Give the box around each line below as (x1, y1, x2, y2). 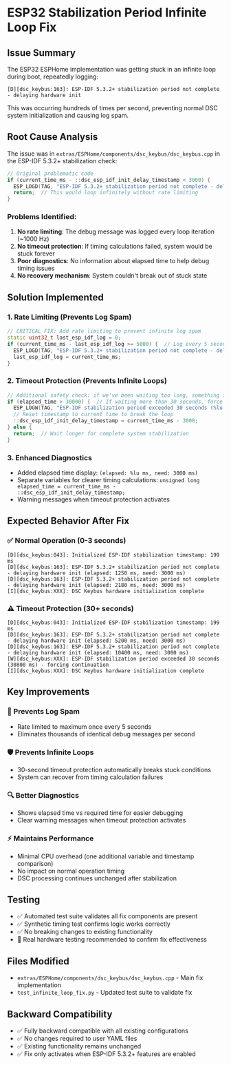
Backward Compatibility (7, 1008, 113, 1020)
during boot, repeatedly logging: (7, 72, 98, 81)
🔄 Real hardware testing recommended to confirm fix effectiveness (16, 935, 208, 944)
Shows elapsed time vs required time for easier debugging (16, 809, 184, 817)
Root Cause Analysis (7, 131, 98, 143)
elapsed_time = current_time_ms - (16, 484, 116, 490)
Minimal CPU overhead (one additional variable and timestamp (16, 852, 195, 860)
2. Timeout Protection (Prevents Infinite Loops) (7, 376, 167, 386)
